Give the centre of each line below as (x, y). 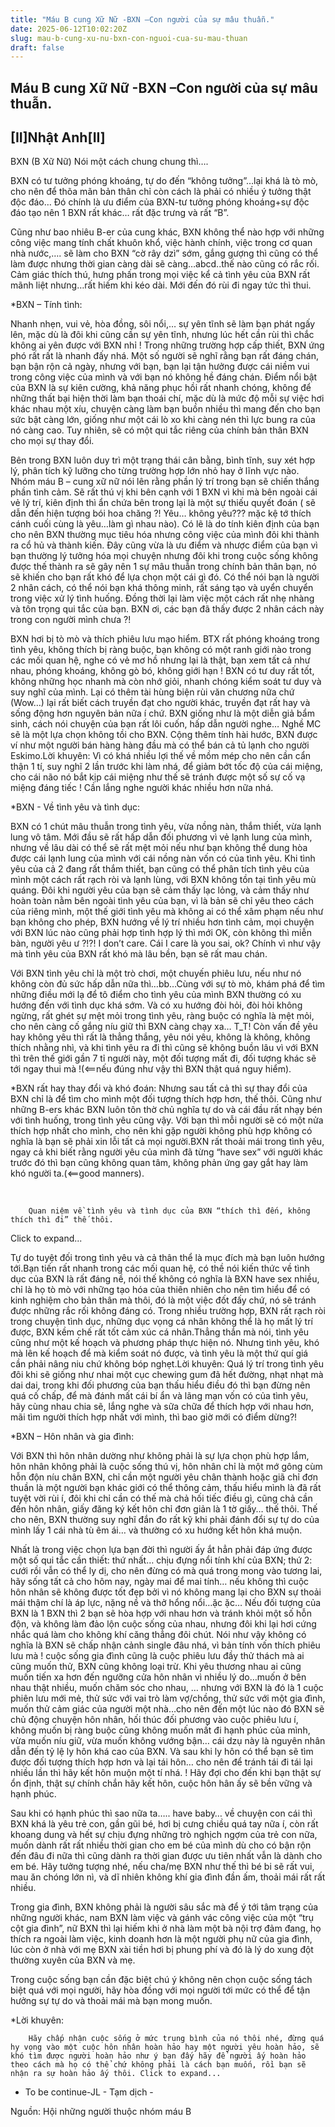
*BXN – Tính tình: (46, 305)
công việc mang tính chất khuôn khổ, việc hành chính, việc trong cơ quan (161, 243)
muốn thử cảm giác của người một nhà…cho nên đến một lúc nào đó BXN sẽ (167, 1709)
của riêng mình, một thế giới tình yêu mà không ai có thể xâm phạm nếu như (167, 912)
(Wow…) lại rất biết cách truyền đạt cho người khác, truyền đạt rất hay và (160, 703)
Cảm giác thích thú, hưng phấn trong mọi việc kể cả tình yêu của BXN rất (160, 275)
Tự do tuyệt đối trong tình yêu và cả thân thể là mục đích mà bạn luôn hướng (167, 1258)
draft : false (37, 47)
